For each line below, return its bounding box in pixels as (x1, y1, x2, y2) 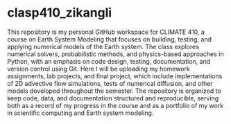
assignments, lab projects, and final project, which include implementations (7, 71, 223, 80)
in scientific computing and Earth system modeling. (7, 109, 154, 117)
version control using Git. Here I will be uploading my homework (7, 64, 191, 73)
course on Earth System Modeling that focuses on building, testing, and (7, 35, 212, 43)
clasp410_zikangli (7, 5, 112, 21)
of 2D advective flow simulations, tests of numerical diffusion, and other (7, 79, 213, 87)
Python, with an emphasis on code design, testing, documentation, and (7, 57, 211, 65)
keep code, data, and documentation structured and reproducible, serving (7, 94, 219, 102)
